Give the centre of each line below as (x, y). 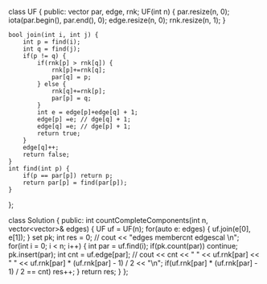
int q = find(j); (52, 49)
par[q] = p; (71, 77)
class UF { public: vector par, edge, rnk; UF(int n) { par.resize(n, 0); (119, 12)
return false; (46, 154)
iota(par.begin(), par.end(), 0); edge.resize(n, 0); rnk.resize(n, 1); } (117, 20)
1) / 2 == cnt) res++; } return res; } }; (68, 272)
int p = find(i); (52, 42)
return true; (59, 134)
